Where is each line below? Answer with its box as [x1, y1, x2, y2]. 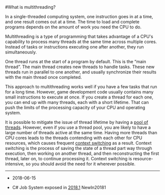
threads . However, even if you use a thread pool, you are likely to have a [5, 124, 151, 130]
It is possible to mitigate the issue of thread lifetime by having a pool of [5, 120, 148, 125]
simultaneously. [5, 49, 37, 55]
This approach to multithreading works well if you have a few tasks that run [5, 84, 157, 90]
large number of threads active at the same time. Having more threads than [5, 130, 157, 135]
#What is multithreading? [5, 4, 56, 10]
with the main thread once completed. [5, 74, 82, 80]
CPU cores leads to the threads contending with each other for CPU [5, 135, 142, 141]
